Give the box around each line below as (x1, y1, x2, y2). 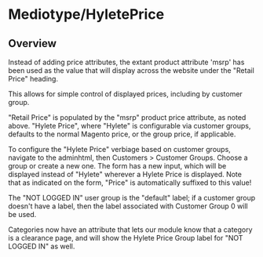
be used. (8, 210, 37, 219)
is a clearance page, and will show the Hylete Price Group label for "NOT (8, 233, 243, 242)
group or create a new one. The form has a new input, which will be (8, 161, 227, 170)
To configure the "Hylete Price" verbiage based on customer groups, (8, 145, 232, 154)
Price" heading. (8, 74, 59, 83)
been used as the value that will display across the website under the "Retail (8, 66, 255, 75)
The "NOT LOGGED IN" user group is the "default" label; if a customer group (8, 194, 256, 202)
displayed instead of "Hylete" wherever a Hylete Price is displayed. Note (8, 170, 242, 179)
